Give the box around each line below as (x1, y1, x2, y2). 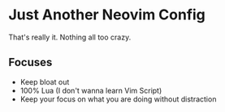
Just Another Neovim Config (8, 6, 206, 24)
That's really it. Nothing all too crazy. (8, 32, 132, 42)
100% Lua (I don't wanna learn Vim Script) (19, 85, 162, 95)
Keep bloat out (19, 77, 70, 86)
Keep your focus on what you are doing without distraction (19, 94, 217, 104)
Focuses (8, 56, 53, 69)
